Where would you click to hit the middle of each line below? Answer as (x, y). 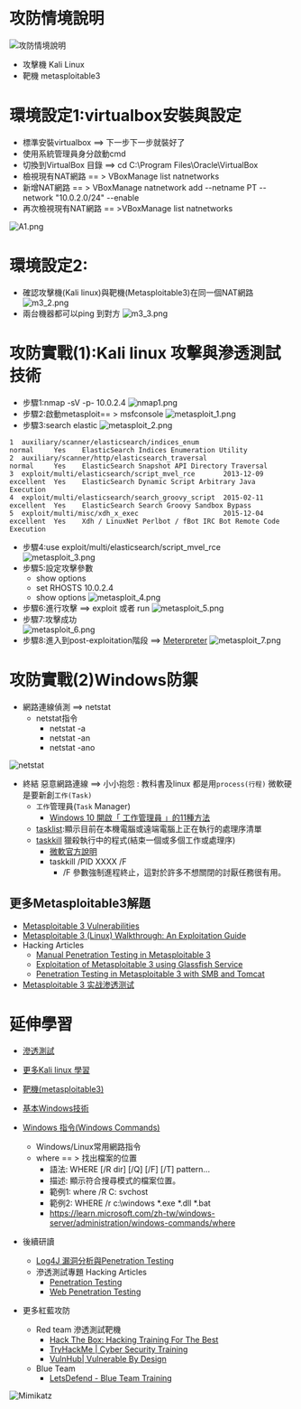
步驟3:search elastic (60, 425)
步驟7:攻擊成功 (50, 619)
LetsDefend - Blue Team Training (111, 1378)
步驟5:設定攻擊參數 (58, 568)
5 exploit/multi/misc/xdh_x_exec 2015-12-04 (137, 513)
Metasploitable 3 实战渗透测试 (78, 984)
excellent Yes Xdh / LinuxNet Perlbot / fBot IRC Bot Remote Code (145, 521)
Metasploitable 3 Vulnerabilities (81, 926)
